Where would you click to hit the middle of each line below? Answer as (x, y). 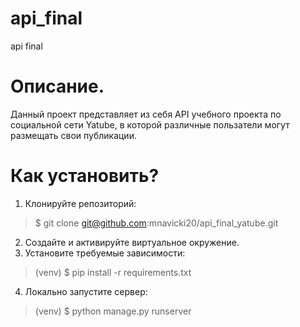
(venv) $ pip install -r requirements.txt (113, 272)
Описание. (57, 86)
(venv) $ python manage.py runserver (113, 311)
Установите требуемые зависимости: (105, 253)
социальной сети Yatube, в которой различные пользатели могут (150, 124)
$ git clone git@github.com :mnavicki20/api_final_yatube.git (156, 223)
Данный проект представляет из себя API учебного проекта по (146, 114)
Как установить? (85, 176)
